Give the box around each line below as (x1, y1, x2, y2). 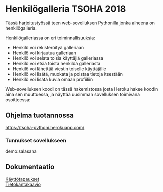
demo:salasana (5, 148, 37, 154)
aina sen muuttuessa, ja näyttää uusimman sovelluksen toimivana (5, 91, 140, 97)
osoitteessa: (5, 96, 31, 103)
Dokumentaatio (5, 163, 55, 171)
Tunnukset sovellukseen (5, 137, 67, 144)
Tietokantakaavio (5, 181, 41, 187)
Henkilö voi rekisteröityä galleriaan (12, 44, 84, 50)
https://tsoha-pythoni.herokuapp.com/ (5, 124, 85, 130)
